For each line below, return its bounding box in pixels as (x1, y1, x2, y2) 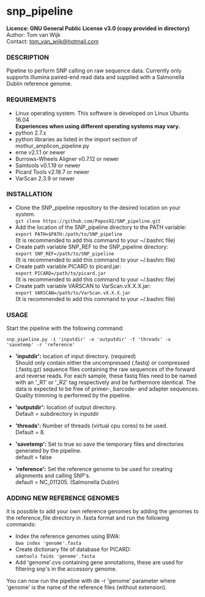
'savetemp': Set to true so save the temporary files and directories (15, 440, 184, 448)
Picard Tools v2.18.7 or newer (15, 168, 90, 176)
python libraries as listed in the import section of (15, 135, 138, 142)
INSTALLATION (6, 190, 53, 198)
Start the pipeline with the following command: (6, 324, 124, 332)
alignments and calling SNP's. (15, 472, 91, 480)
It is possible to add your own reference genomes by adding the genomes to (6, 508, 199, 515)
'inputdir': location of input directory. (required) (15, 353, 136, 360)
